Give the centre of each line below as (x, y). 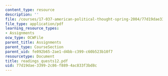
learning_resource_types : (32, 28)
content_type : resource (30, 10)
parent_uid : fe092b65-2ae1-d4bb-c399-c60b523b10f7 (59, 51)
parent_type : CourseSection (34, 47)
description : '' (22, 14)
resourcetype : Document (30, 56)
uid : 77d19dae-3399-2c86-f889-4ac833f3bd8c (51, 65)
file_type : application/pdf (34, 24)
